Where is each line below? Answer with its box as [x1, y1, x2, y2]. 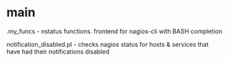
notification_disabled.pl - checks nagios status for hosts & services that [6, 40, 209, 48]
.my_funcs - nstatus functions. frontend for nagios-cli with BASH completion [6, 27, 223, 35]
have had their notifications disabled [6, 47, 109, 56]
